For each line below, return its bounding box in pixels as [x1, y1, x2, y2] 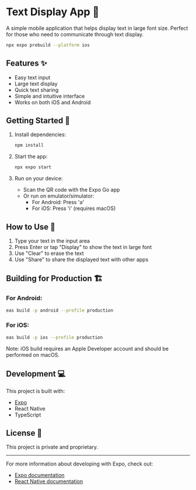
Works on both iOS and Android [14, 99, 91, 106]
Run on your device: [14, 175, 63, 182]
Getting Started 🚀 [6, 116, 71, 126]
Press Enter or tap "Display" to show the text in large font [14, 244, 152, 250]
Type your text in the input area [14, 237, 90, 244]
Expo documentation [14, 472, 65, 479]
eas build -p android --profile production [6, 307, 114, 313]
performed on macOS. [6, 351, 60, 358]
